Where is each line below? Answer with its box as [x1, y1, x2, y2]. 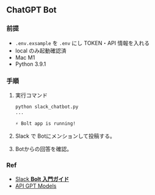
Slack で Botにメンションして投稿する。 [15, 132, 116, 140]
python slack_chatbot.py [15, 104, 79, 110]
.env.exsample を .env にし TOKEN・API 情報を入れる [15, 39, 150, 46]
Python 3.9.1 [15, 60, 46, 68]
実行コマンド [15, 91, 48, 99]
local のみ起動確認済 [15, 47, 67, 54]
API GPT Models [15, 182, 57, 190]
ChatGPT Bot [6, 5, 57, 15]
